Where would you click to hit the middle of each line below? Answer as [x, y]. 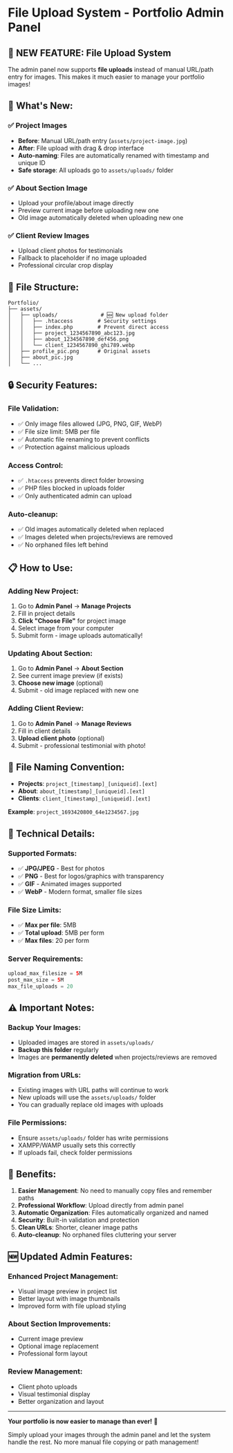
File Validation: [34, 409]
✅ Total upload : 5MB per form [61, 933]
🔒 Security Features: [53, 385]
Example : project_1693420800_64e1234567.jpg [73, 812]
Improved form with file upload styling [72, 1306]
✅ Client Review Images [49, 235]
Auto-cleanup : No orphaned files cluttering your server [97, 1235]
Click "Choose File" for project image [72, 621]
